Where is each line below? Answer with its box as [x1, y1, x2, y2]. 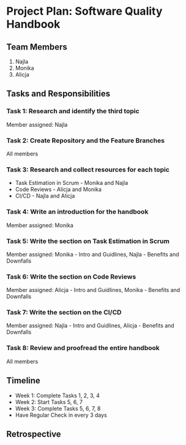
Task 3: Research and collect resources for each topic [6, 165, 170, 174]
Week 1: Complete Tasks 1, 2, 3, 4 [15, 392, 100, 399]
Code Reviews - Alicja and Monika [15, 185, 102, 193]
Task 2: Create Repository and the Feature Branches [6, 136, 165, 144]
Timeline [6, 375, 41, 386]
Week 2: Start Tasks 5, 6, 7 [15, 398, 83, 405]
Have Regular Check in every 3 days [15, 411, 107, 419]
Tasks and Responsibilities [6, 89, 111, 99]
